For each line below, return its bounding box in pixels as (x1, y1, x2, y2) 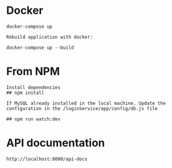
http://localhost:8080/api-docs (6, 156, 88, 162)
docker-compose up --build (6, 45, 74, 51)
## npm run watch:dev (6, 116, 61, 122)
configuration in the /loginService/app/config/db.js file (6, 105, 158, 111)
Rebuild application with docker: (6, 34, 94, 40)
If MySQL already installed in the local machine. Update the (6, 100, 166, 106)
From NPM (6, 64, 60, 78)
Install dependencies (6, 84, 61, 90)
